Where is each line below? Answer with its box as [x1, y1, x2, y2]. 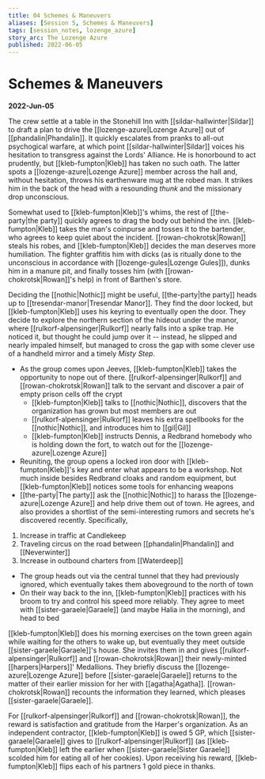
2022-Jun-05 [8, 101, 55, 111]
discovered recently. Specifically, [19, 516, 128, 525]
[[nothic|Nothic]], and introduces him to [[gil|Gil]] [31, 423, 191, 433]
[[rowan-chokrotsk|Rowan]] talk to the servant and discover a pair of [19, 381, 244, 391]
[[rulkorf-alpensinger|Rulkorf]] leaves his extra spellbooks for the [31, 414, 244, 424]
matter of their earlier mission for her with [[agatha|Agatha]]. [8, 679, 206, 689]
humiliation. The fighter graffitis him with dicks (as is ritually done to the [8, 250, 242, 259]
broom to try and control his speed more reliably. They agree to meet [19, 596, 245, 606]
